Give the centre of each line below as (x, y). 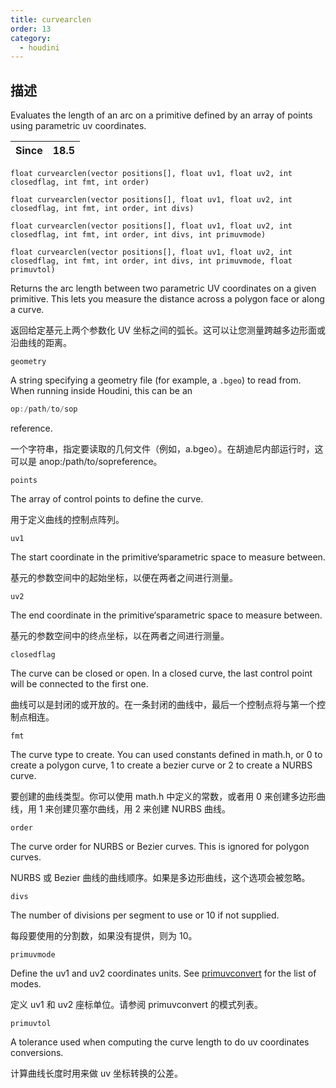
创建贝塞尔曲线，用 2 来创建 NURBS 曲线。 (142, 808)
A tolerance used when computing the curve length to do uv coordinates (160, 1042)
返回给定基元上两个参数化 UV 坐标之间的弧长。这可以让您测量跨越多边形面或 (168, 330)
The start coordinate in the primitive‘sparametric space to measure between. (168, 557)
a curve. (27, 310)
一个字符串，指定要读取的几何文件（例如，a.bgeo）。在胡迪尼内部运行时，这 (167, 448)
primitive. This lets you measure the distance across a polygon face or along (167, 299)
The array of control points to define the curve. (107, 498)
